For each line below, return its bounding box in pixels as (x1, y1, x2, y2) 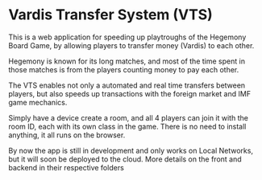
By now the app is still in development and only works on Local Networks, (8, 145, 254, 155)
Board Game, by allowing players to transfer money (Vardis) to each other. (8, 40, 255, 50)
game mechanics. (8, 97, 68, 107)
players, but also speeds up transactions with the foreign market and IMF (8, 88, 252, 98)
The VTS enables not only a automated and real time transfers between (8, 80, 246, 90)
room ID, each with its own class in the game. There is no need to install (8, 121, 247, 131)
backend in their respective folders (8, 162, 125, 172)
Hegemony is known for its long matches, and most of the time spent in (8, 56, 246, 66)
